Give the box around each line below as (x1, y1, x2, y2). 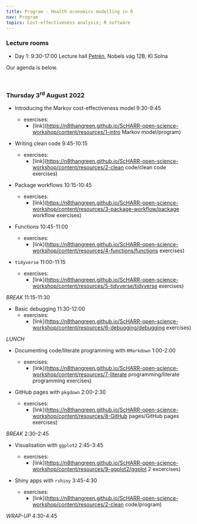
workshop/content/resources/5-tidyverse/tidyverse (32, 282, 157, 289)
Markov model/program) (122, 128, 181, 136)
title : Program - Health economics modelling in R (6, 8, 133, 15)
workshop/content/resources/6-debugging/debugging (32, 324, 165, 331)
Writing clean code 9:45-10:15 (14, 140, 88, 147)
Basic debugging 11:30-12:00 (14, 305, 86, 312)
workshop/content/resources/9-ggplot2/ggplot (32, 466, 147, 473)
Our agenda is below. (6, 64, 58, 71)
